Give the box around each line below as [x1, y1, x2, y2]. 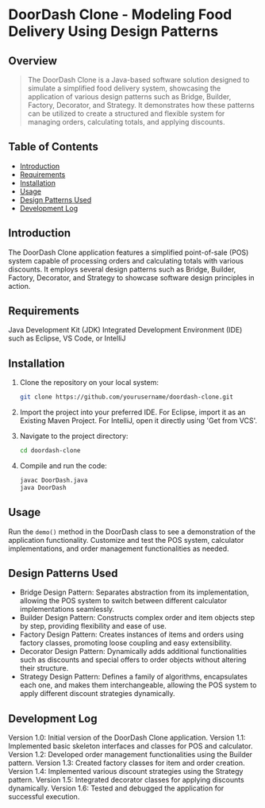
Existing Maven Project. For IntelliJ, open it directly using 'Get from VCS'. [19, 416, 258, 425]
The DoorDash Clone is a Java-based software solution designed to [27, 75, 250, 84]
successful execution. [8, 792, 80, 802]
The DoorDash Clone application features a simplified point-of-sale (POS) [8, 248, 249, 257]
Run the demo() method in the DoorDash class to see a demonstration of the [8, 526, 256, 537]
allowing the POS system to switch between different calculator [19, 596, 228, 606]
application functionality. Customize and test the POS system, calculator [8, 535, 244, 544]
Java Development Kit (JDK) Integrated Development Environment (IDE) [8, 325, 243, 335]
